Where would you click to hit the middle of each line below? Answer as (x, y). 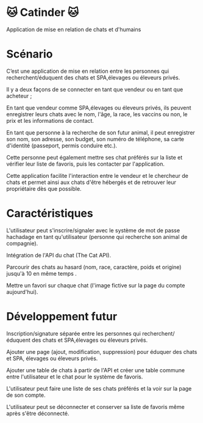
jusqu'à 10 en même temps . (42, 273)
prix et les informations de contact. (50, 120)
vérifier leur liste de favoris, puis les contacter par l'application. (85, 164)
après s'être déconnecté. (38, 413)
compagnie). (22, 243)
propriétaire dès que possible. (44, 188)
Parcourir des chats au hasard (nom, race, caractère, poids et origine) (94, 267)
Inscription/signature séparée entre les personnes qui (74, 333)
